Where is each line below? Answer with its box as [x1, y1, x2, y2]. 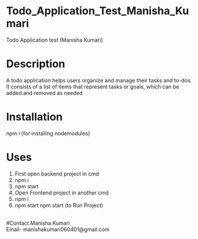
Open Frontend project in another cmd [14, 189, 109, 196]
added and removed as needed [6, 89, 83, 96]
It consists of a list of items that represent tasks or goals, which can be [6, 83, 180, 90]
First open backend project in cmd [14, 170, 99, 177]
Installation [6, 110, 63, 124]
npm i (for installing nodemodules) [6, 129, 90, 137]
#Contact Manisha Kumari [6, 219, 70, 227]
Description [6, 58, 65, 71]
